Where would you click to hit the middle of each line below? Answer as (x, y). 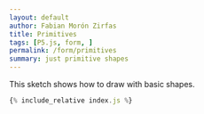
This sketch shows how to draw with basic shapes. (102, 84)
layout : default (39, 17)
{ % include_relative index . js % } (71, 101)
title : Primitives (43, 34)
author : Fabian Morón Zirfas (63, 26)
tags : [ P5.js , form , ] (51, 42)
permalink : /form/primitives (63, 51)
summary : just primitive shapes (69, 59)
